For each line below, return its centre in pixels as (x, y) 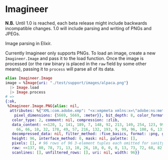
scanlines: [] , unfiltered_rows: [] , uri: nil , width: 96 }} (76, 152)
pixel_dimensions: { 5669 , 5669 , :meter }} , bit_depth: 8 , (75, 115)
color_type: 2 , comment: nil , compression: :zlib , (66, 120)
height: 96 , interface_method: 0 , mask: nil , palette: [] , (74, 138)
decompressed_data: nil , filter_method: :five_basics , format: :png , (86, 134)
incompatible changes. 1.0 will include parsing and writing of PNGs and (78, 28)
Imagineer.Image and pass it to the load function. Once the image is (74, 58)
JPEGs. (13, 33)
